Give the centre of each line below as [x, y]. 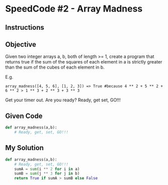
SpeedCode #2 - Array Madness [74, 9]
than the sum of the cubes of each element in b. [55, 67]
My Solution [25, 148]
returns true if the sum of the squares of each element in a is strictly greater [84, 62]
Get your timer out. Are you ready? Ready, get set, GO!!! [63, 100]
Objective [21, 44]
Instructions [25, 27]
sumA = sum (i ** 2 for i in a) [47, 169]
